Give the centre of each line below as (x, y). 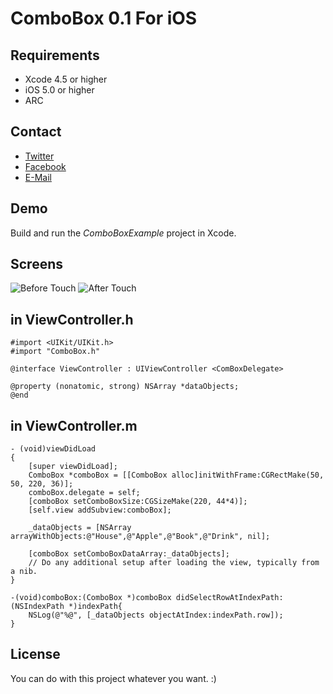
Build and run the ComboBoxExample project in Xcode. (123, 233)
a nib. (24, 572)
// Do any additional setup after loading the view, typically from (174, 563)
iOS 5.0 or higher (59, 90)
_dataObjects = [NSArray (80, 528)
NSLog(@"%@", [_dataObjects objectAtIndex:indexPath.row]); (156, 615)
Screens (36, 264)
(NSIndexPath (37, 607)
